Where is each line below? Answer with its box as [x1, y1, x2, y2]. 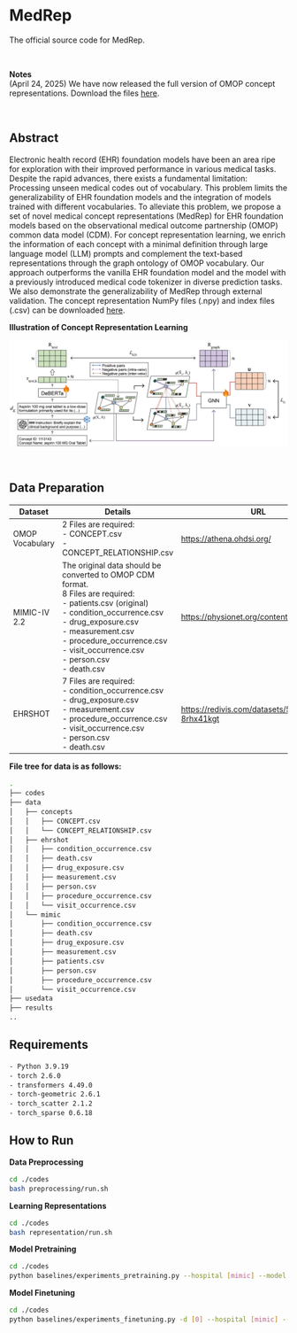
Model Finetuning [9, 1288, 75, 1298]
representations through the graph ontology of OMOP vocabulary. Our [9, 258, 265, 268]
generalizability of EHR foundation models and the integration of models [9, 191, 272, 202]
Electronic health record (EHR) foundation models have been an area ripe [9, 154, 276, 165]
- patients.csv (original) [61, 597, 148, 608]
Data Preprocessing [9, 1157, 84, 1167]
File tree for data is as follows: [9, 761, 122, 771]
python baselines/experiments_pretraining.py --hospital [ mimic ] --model [9, 1272, 287, 1281]
